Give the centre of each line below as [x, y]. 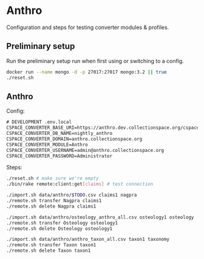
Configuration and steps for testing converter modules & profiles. [88, 27]
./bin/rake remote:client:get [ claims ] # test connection [80, 184]
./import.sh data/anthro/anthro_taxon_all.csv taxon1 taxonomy [88, 240]
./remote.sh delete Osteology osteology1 [59, 228]
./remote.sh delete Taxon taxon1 [49, 251]
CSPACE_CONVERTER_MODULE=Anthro [47, 145]
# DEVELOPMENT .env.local [39, 122]
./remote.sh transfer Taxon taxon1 [51, 245]
